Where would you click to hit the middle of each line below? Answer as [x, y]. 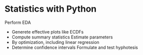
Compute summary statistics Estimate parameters [62, 37]
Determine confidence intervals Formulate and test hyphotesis [75, 47]
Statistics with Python [51, 9]
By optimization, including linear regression [55, 42]
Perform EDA [18, 22]
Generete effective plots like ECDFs [48, 32]
